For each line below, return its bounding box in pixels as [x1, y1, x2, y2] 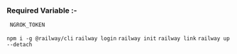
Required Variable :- [6, 6, 77, 15]
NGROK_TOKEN [9, 22, 45, 29]
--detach [6, 41, 33, 48]
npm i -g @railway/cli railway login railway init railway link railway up [6, 35, 230, 42]
